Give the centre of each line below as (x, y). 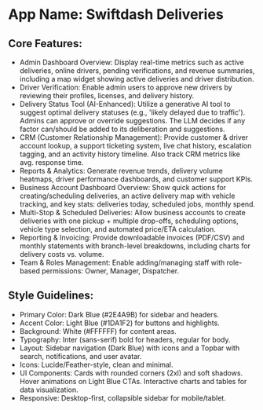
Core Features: (45, 44)
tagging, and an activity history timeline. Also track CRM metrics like (130, 154)
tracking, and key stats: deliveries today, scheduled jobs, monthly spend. (137, 204)
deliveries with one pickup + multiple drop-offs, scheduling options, (129, 221)
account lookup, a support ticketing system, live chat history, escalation (135, 146)
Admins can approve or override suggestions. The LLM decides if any (132, 121)
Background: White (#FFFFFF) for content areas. (98, 331)
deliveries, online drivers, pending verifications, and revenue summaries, (137, 71)
